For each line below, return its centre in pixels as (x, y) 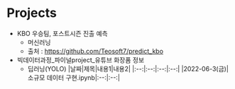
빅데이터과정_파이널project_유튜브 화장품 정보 (81, 60)
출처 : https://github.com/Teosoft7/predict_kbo (95, 51)
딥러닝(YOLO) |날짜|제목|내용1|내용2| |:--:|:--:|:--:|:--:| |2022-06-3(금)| (128, 69)
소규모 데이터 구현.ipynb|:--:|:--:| (73, 77)
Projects (32, 13)
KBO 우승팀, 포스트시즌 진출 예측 (62, 33)
